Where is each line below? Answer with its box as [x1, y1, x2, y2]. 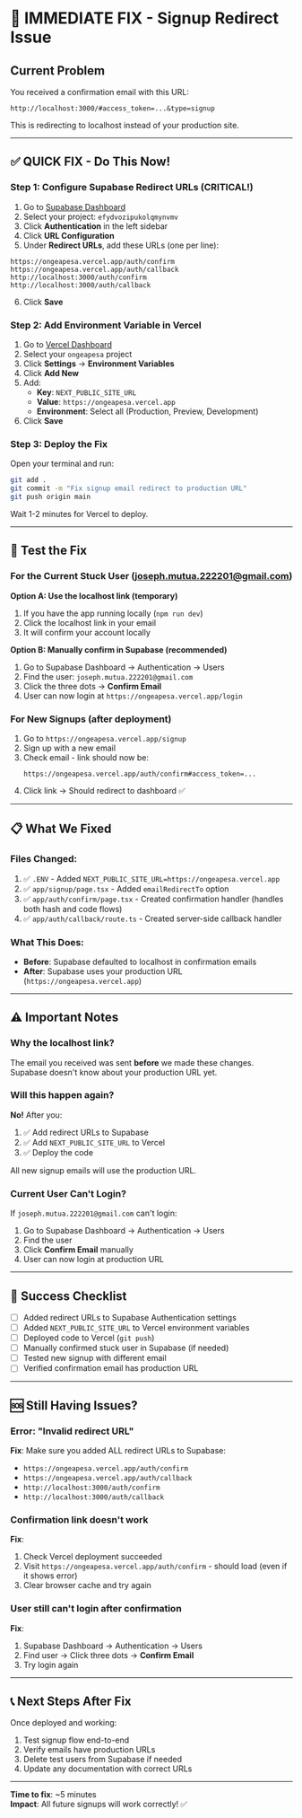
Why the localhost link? [10, 1037, 115, 1050]
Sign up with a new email [22, 742, 116, 753]
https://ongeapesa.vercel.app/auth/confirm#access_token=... [22, 769, 257, 778]
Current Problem [10, 63, 106, 78]
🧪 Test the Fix [10, 543, 88, 558]
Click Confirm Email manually [22, 1244, 134, 1255]
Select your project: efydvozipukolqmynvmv [22, 211, 178, 222]
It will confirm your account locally [22, 627, 151, 637]
